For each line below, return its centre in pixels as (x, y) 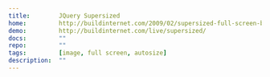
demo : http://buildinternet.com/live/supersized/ (107, 30)
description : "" (37, 61)
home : (17, 23)
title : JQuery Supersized (64, 16)
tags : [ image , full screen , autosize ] (88, 53)
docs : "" (37, 38)
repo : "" (37, 46)
